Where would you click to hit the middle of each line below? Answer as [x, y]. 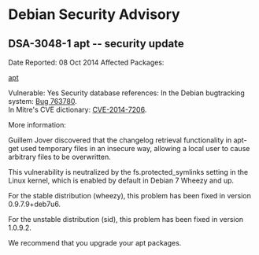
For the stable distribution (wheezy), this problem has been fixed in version [130, 196]
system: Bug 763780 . [43, 101]
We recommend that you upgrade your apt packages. [95, 243]
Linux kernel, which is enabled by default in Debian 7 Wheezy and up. [121, 180]
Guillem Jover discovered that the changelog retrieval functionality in [120, 140]
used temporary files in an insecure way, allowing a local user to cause [135, 148]
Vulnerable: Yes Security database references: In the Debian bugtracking [127, 93]
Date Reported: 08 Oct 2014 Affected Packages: [86, 62]
